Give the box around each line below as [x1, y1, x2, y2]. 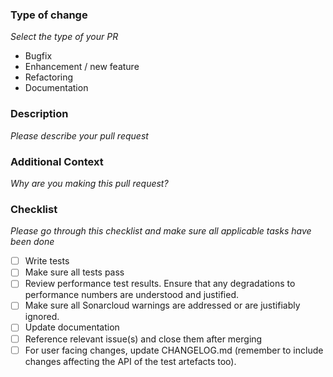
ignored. [24, 311, 60, 323]
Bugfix [24, 50, 53, 62]
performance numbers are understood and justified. [24, 289, 240, 301]
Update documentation [24, 321, 120, 333]
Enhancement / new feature [24, 61, 140, 73]
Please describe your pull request [10, 129, 149, 142]
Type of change [10, 8, 88, 22]
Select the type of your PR [10, 31, 119, 43]
